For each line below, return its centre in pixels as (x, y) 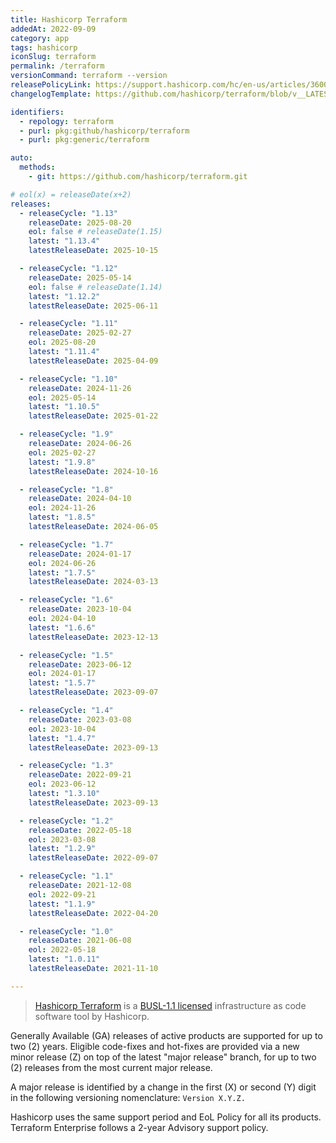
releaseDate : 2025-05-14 (80, 277)
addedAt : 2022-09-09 (53, 29)
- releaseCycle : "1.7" (66, 544)
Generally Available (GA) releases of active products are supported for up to (166, 1035)
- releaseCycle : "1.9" (66, 434)
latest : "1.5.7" (62, 683)
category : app (40, 38)
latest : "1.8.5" (62, 517)
